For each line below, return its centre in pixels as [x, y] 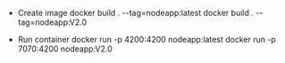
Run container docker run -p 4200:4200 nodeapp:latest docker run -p [147, 39]
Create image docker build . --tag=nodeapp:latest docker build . [136, 13]
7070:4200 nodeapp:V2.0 [65, 49]
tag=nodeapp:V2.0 [52, 22]
